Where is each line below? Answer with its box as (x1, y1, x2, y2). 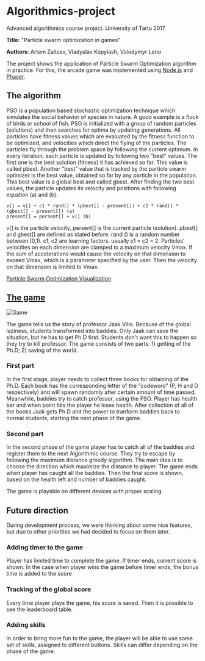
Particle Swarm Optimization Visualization (6, 274, 112, 282)
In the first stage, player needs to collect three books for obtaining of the (6, 375, 189, 382)
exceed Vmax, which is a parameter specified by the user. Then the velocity (6, 256, 197, 263)
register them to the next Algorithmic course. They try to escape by (6, 450, 176, 457)
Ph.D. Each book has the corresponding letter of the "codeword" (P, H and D (6, 382, 198, 389)
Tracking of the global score (6, 585, 92, 594)
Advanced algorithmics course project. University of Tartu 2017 (6, 24, 166, 32)
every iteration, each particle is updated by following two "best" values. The (6, 152, 197, 159)
